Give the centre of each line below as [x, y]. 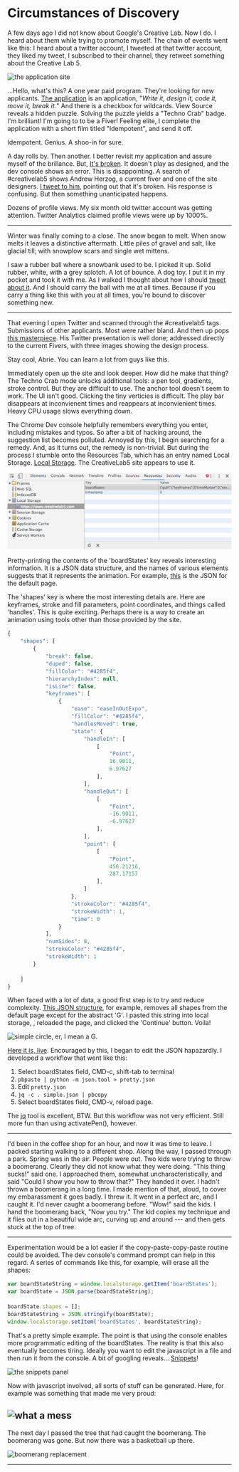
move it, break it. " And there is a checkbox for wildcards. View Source [110, 105]
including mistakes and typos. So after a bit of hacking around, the [105, 432]
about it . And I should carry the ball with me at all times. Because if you [111, 287]
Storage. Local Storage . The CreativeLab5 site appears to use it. [101, 462]
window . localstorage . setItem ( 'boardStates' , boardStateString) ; [105, 1322]
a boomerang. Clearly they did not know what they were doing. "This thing [116, 1167]
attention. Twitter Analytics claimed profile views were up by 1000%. [108, 215]
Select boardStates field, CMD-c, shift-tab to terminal [96, 1072]
